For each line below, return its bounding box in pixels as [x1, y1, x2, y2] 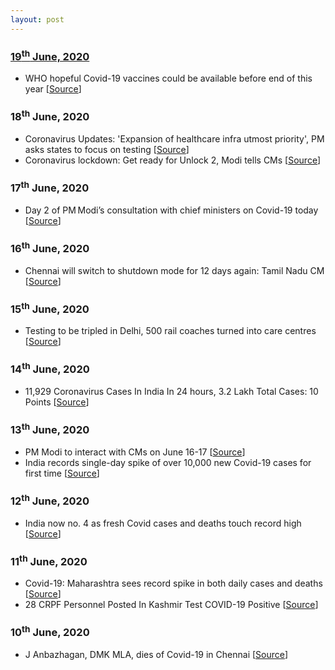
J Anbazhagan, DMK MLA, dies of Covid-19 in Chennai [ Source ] [24, 649, 289, 661]
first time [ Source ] [24, 467, 100, 479]
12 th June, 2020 [10, 492, 90, 508]
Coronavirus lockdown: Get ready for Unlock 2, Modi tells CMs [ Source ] [24, 154, 322, 166]
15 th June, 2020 [10, 300, 90, 316]
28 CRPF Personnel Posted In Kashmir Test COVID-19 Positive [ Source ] [24, 599, 319, 611]
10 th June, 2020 [10, 624, 90, 640]
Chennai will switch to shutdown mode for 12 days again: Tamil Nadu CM [24, 264, 325, 276]
